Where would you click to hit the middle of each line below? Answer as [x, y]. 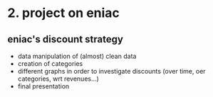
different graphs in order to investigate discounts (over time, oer [111, 71]
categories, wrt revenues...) [58, 79]
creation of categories [50, 64]
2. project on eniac [63, 13]
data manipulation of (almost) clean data [77, 56]
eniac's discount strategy [65, 39]
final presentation [43, 86]
